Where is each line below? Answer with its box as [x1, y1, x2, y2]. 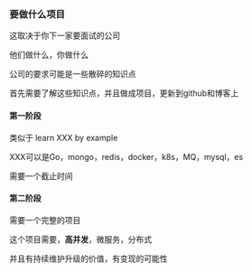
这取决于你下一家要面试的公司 [9, 30, 120, 42]
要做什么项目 [9, 7, 66, 20]
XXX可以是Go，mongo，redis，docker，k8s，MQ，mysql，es [9, 151, 244, 162]
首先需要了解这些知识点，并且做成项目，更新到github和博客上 [9, 88, 239, 98]
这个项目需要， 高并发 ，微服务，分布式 [9, 233, 152, 245]
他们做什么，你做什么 [9, 50, 89, 61]
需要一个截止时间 [9, 170, 73, 182]
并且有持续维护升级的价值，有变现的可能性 [9, 253, 168, 264]
